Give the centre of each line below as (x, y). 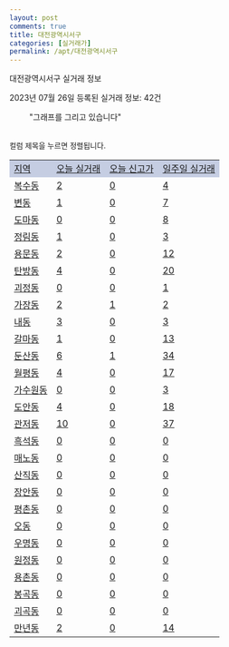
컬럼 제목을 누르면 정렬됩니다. (58, 146)
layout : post (34, 18)
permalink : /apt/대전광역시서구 (64, 52)
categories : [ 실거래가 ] (51, 43)
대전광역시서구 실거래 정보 (56, 79)
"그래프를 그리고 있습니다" (76, 117)
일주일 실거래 (189, 169)
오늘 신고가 (131, 169)
